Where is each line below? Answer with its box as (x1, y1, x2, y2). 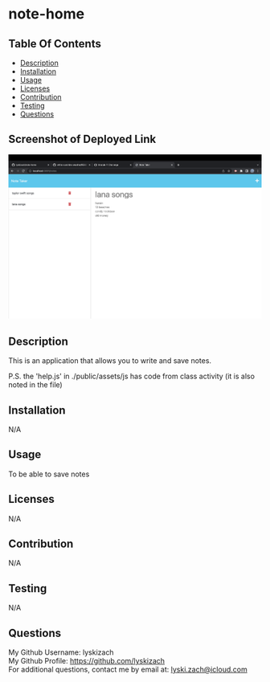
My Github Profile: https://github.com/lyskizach (8, 656, 166, 666)
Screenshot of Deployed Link (8, 133, 157, 146)
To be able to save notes (8, 469, 90, 479)
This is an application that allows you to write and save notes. (8, 356, 211, 366)
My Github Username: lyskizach (8, 647, 114, 657)
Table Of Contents (8, 37, 102, 51)
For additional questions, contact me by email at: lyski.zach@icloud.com (8, 664, 247, 675)
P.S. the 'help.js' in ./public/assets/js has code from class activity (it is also (8, 371, 256, 382)
